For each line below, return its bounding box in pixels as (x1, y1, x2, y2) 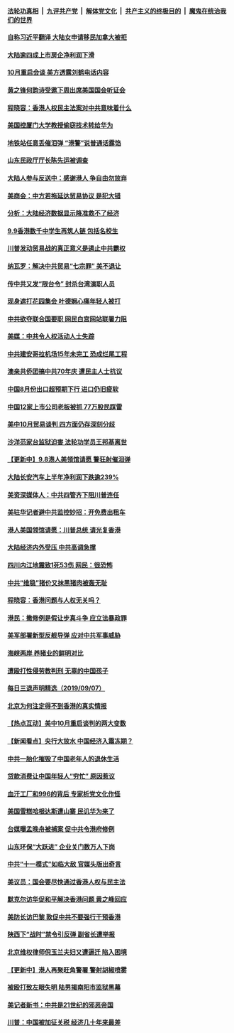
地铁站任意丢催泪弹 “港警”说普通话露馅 (7, 139, 122, 147)
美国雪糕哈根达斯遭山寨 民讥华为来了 (7, 807, 115, 815)
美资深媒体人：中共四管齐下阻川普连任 (7, 491, 119, 499)
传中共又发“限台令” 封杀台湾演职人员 (7, 279, 116, 288)
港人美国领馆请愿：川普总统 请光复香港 (7, 525, 121, 534)
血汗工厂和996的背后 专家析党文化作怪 (7, 789, 121, 798)
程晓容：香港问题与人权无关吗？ (7, 596, 101, 604)
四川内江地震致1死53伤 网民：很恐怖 (7, 561, 113, 569)
